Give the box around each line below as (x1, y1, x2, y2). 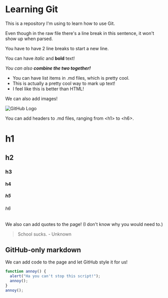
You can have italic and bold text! (5, 55, 75, 61)
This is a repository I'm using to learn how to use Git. (5, 20, 115, 26)
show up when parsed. (5, 36, 53, 42)
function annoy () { (5, 269, 47, 274)
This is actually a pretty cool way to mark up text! (12, 80, 115, 86)
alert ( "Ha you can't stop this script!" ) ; (10, 274, 101, 279)
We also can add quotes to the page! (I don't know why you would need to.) (5, 221, 163, 227)
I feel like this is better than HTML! (12, 85, 85, 92)
